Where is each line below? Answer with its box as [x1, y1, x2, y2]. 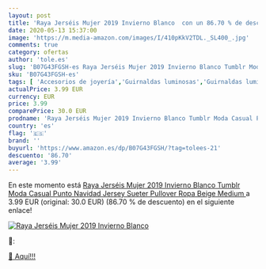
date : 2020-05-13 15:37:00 [8, 26, 97, 34]
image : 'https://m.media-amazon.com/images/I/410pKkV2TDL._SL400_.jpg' [8, 33, 249, 42]
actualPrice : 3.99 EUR [8, 85, 83, 93]
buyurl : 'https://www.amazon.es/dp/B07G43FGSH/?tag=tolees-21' [8, 144, 222, 152]
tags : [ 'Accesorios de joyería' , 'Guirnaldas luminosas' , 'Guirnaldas [8, 78, 243, 85]
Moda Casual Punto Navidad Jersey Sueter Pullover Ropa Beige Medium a [8, 189, 251, 199]
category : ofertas [8, 48, 69, 56]
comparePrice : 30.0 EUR [8, 108, 87, 116]
